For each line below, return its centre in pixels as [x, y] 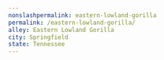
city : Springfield [38, 37]
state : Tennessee [37, 44]
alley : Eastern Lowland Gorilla [61, 30]
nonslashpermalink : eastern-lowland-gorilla [82, 15]
